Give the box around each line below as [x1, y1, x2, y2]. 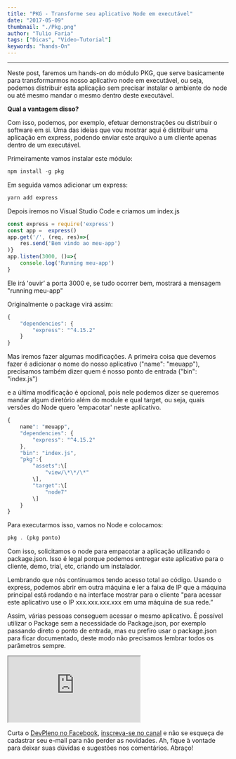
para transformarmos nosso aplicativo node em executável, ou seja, [7, 77, 204, 84]
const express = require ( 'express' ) [7, 220, 114, 227]
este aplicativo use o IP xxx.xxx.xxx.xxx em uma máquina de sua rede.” [7, 598, 214, 607]
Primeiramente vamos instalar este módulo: [7, 154, 133, 162]
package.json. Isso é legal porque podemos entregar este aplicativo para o [7, 555, 224, 563]
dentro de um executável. [7, 141, 81, 149]
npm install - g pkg [7, 168, 65, 175]
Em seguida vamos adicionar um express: [7, 180, 128, 189]
